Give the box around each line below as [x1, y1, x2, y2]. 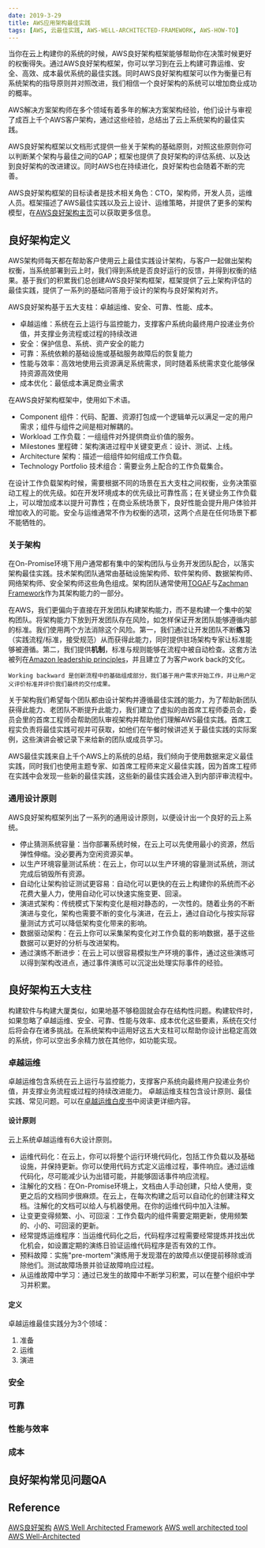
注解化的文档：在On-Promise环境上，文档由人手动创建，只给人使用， [19, 1181, 246, 1191]
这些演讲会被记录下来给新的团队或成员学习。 [21, 734, 167, 744]
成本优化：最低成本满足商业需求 [19, 379, 124, 388]
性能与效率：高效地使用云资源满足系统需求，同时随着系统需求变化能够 [19, 359, 248, 368]
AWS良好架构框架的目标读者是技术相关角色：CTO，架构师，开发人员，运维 [8, 188, 253, 198]
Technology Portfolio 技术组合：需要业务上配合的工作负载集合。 [19, 462, 228, 471]
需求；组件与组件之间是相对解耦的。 [19, 422, 138, 432]
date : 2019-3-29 [8, 11, 62, 20]
